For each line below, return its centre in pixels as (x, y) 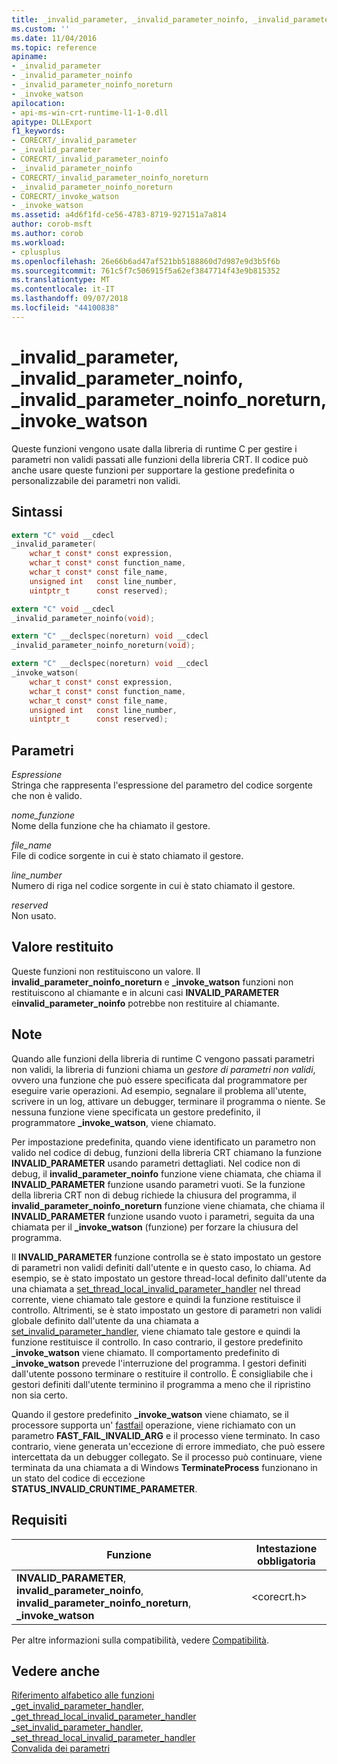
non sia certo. (39, 1395)
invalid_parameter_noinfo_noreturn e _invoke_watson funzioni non (152, 982)
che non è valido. (47, 796)
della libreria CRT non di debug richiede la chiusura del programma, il (154, 1195)
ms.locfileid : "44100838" (65, 308)
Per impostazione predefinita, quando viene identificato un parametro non (163, 1142)
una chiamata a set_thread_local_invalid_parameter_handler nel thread (156, 1288)
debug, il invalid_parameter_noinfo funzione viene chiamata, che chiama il (166, 1173)
